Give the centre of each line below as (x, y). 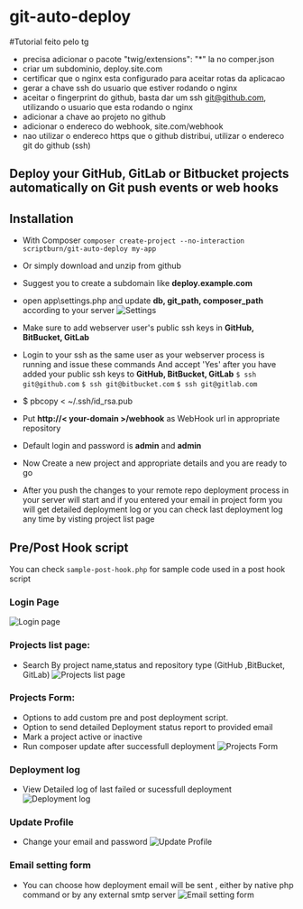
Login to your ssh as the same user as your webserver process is (143, 355)
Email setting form (50, 866)
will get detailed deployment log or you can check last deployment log (153, 510)
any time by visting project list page (88, 519)
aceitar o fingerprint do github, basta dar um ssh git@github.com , (144, 97)
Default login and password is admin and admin (112, 446)
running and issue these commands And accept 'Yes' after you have (149, 365)
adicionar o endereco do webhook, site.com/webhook (123, 126)
